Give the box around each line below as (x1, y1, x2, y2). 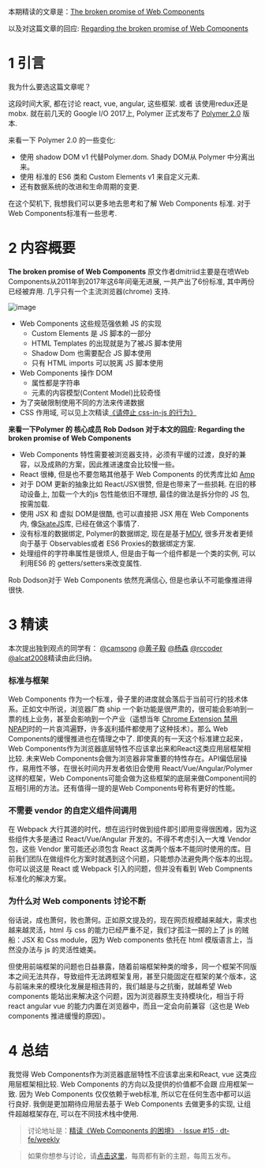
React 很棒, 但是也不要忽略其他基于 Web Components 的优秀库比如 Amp (19, 469, 255, 478)
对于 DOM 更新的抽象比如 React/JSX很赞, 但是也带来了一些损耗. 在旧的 (19, 479, 250, 489)
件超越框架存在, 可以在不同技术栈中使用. (8, 1109, 140, 1118)
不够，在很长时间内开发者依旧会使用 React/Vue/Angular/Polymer (42, 764, 253, 773)
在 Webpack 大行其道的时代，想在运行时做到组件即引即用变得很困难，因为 (8, 825, 250, 834)
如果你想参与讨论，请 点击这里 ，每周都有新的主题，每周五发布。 (27, 1151, 235, 1160)
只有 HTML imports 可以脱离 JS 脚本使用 (31, 358, 164, 368)
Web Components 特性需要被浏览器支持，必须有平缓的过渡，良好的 (19, 449, 239, 459)
